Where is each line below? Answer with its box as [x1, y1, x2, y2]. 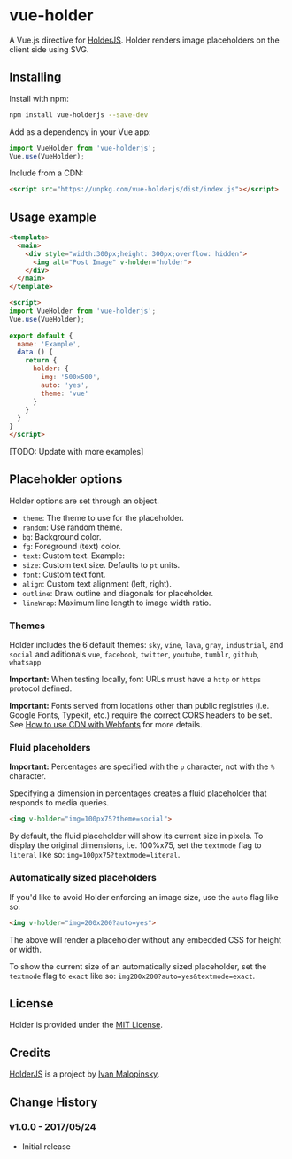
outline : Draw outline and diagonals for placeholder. [21, 587, 214, 598]
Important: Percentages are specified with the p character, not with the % [9, 761, 275, 772]
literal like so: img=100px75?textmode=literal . [9, 850, 181, 860]
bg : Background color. [21, 531, 102, 541]
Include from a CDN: [9, 167, 84, 178]
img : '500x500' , [41, 373, 101, 382]
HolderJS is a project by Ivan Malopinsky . [9, 1069, 160, 1079]
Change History [9, 1094, 98, 1109]
